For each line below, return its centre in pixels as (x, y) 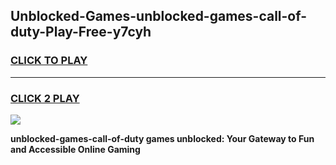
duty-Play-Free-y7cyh (81, 32)
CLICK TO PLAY (49, 61)
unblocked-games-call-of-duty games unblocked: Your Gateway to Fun (162, 138)
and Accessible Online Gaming (75, 149)
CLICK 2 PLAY (45, 98)
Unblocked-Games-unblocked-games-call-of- (158, 16)
